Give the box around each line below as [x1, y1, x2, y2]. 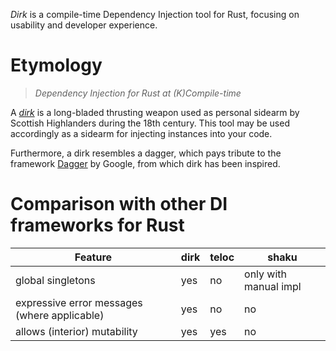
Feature [74, 250, 113, 264]
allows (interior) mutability [15, 324, 138, 338]
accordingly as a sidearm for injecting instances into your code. [10, 127, 273, 139]
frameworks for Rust [10, 214, 185, 237]
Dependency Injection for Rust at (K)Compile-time [34, 87, 242, 99]
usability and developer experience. [10, 19, 158, 31]
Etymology [10, 54, 103, 77]
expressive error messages [15, 295, 143, 309]
